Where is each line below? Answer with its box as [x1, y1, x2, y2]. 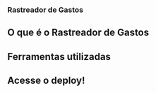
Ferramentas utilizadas [7, 51, 112, 63]
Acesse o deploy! [7, 75, 85, 87]
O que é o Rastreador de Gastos [7, 27, 150, 39]
